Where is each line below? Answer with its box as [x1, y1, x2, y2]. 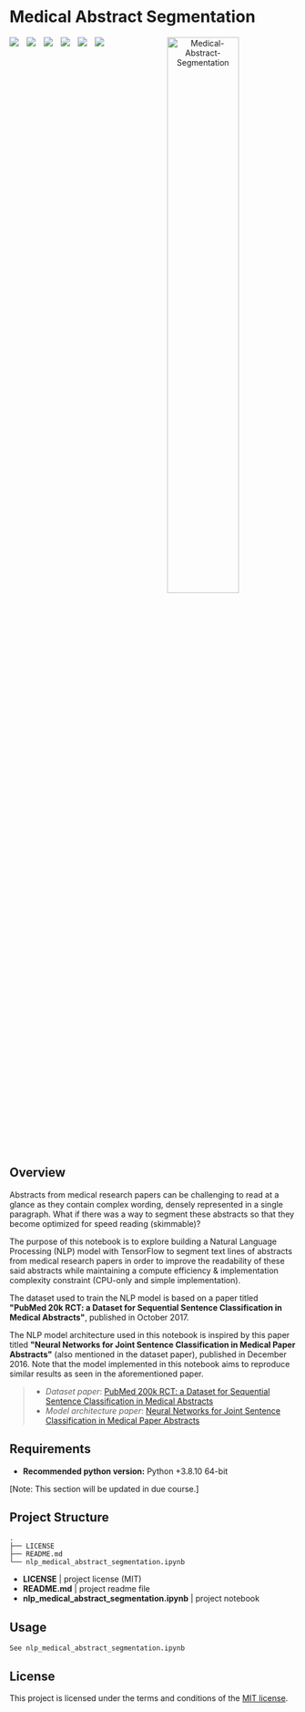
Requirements [9, 1441, 91, 1457]
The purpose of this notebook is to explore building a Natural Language [9, 1236, 278, 1247]
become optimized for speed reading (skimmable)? [9, 1218, 201, 1229]
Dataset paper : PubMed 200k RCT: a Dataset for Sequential [45, 1385, 270, 1396]
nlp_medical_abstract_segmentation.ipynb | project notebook [22, 1593, 260, 1604]
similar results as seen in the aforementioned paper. [9, 1368, 204, 1379]
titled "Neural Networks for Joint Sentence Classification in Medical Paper [9, 1339, 296, 1350]
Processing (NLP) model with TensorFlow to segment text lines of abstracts [9, 1245, 293, 1256]
